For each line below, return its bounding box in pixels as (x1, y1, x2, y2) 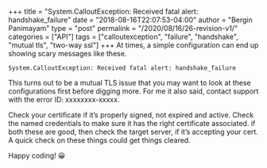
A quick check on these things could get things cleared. (8, 136, 191, 145)
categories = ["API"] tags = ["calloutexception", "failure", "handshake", (8, 32, 238, 41)
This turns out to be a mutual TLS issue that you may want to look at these (8, 78, 252, 87)
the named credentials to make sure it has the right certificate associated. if (8, 119, 256, 128)
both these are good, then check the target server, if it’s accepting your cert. (8, 127, 258, 136)
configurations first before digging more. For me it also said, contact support (8, 86, 259, 96)
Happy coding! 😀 (8, 151, 66, 160)
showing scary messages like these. (8, 49, 127, 58)
